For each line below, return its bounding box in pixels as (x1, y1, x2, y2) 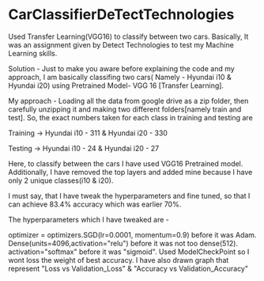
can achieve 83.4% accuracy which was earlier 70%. (8, 199, 182, 209)
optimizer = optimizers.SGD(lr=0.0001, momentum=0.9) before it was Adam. (8, 230, 257, 239)
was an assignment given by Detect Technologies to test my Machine (8, 40, 235, 49)
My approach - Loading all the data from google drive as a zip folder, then (8, 96, 249, 105)
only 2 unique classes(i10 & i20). (8, 176, 114, 185)
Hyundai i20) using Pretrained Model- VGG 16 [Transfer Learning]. (8, 81, 224, 90)
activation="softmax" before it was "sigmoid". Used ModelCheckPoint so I (8, 247, 250, 256)
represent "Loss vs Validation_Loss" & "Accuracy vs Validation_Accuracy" (8, 264, 249, 273)
